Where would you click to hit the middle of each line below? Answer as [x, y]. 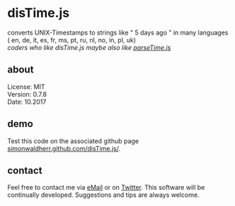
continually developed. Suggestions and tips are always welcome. [103, 195]
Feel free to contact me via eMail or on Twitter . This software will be [106, 188]
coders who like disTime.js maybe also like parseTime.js [89, 47]
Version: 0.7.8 [27, 94]
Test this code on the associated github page [73, 141]
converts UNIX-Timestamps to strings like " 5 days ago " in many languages [118, 32]
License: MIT [26, 87]
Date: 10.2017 [27, 102]
